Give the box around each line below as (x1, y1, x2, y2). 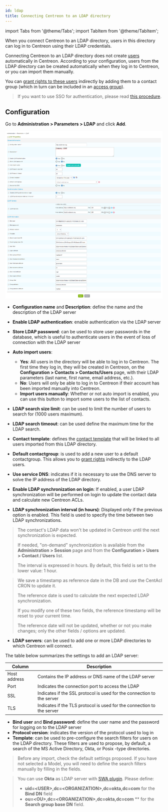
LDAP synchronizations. (12, 517, 62, 523)
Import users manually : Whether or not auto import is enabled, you (19, 390, 159, 396)
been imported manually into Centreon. (19, 385, 101, 391)
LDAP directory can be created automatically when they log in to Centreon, (5, 63, 159, 69)
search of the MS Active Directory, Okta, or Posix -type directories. (12, 745, 151, 751)
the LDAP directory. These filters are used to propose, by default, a (12, 740, 151, 746)
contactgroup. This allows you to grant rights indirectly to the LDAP (12, 456, 151, 462)
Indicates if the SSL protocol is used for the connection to (37, 690, 156, 696)
